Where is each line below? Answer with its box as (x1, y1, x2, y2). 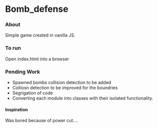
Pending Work (5, 68, 41, 75)
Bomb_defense (5, 3, 68, 15)
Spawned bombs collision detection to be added (12, 80, 111, 85)
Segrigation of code (12, 90, 53, 96)
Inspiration (5, 106, 28, 112)
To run (5, 44, 21, 51)
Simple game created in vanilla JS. (5, 32, 76, 38)
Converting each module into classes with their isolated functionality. (12, 95, 154, 101)
